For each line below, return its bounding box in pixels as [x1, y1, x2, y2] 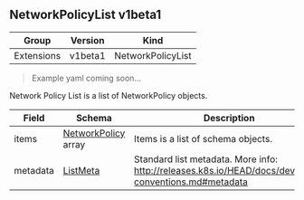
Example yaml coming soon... [31, 72, 142, 83]
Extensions [14, 49, 62, 62]
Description [203, 111, 255, 124]
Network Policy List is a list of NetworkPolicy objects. [9, 90, 208, 100]
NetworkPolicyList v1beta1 [9, 7, 162, 23]
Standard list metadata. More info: [134, 153, 279, 166]
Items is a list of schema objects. [134, 132, 273, 145]
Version [70, 33, 105, 46]
